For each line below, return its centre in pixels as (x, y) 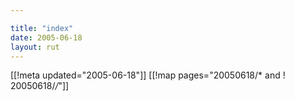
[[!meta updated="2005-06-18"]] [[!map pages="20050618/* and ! (148, 75)
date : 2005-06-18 (46, 37)
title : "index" (42, 28)
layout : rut (35, 47)
